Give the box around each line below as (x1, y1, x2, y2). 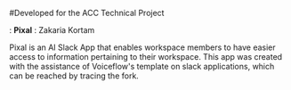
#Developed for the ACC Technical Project (9, 8, 165, 18)
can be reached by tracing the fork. (9, 70, 140, 81)
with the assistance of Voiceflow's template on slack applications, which (9, 61, 275, 71)
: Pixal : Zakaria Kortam (9, 25, 95, 35)
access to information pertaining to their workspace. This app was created (9, 52, 283, 61)
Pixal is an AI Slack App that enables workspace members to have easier (9, 42, 276, 53)
